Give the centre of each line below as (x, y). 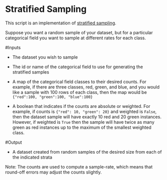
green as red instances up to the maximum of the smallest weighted (82, 127)
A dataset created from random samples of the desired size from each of (87, 152)
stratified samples (31, 72)
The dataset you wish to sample (45, 57)
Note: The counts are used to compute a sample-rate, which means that (79, 167)
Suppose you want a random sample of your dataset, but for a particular (79, 32)
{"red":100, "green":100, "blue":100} (52, 97)
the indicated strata (32, 157)
